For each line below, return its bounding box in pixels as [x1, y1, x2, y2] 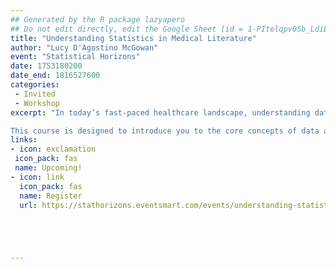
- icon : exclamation [10, 144, 97, 155]
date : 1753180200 [10, 61, 83, 71]
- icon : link [10, 172, 65, 182]
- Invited [14, 89, 56, 99]
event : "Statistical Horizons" [10, 52, 141, 62]
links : [10, 135, 38, 145]
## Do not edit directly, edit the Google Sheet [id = [10, 24, 244, 34]
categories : [10, 80, 60, 90]
